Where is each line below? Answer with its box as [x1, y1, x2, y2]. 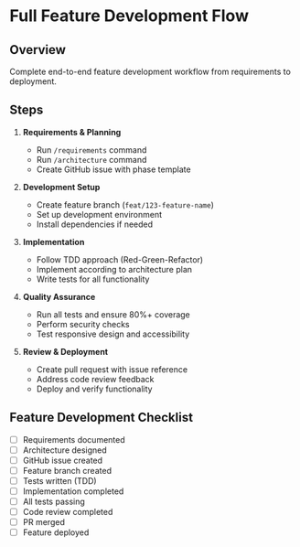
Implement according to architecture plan [36, 263, 193, 274]
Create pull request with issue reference [36, 363, 188, 375]
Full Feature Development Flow [9, 5, 250, 27]
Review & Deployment [22, 346, 108, 357]
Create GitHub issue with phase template [36, 164, 191, 175]
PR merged [22, 517, 66, 528]
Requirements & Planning [22, 126, 122, 137]
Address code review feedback [36, 373, 155, 384]
